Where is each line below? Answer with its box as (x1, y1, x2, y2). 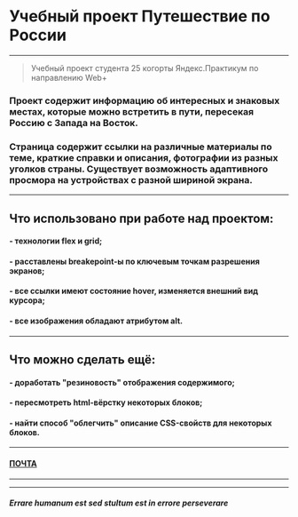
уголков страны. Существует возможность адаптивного (9, 163, 269, 175)
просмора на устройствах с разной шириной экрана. (9, 173, 253, 186)
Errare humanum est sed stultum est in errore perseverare (9, 497, 229, 508)
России (9, 25, 67, 45)
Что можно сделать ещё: (9, 352, 156, 367)
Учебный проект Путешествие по (9, 6, 271, 27)
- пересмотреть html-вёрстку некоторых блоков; (9, 397, 203, 408)
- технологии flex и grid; (9, 235, 103, 246)
